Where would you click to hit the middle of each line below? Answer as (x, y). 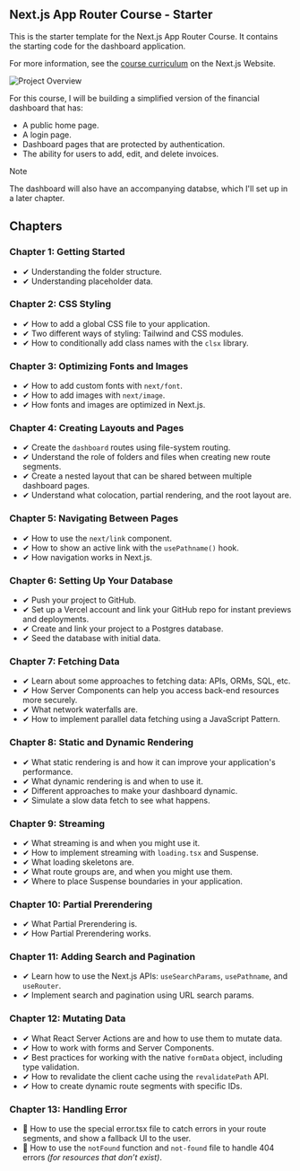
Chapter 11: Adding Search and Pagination (102, 957)
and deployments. (56, 619)
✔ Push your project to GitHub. (79, 600)
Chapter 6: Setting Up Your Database (91, 580)
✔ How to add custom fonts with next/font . (103, 386)
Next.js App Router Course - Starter (111, 15)
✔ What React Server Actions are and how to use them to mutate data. (152, 1038)
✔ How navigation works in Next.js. (87, 557)
